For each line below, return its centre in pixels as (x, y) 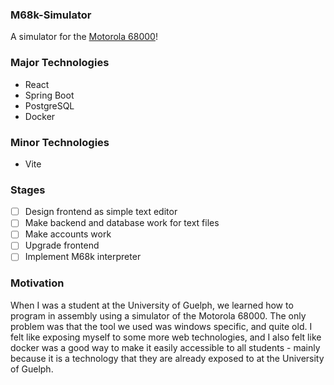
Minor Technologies (60, 142)
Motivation (37, 283)
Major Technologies (60, 63)
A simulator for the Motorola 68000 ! (84, 37)
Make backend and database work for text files (122, 223)
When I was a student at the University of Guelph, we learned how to (152, 305)
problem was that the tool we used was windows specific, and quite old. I (161, 326)
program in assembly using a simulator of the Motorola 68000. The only (158, 315)
